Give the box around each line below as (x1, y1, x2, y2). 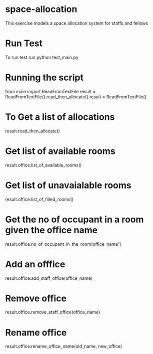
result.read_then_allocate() (5, 128, 60, 134)
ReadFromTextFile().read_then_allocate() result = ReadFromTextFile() (5, 94, 146, 100)
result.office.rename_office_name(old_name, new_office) (5, 343, 122, 349)
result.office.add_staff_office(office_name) (5, 275, 93, 281)
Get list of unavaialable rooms (5, 180, 131, 191)
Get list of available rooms (5, 145, 116, 156)
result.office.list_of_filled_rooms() (5, 196, 74, 202)
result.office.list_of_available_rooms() (5, 162, 82, 168)
